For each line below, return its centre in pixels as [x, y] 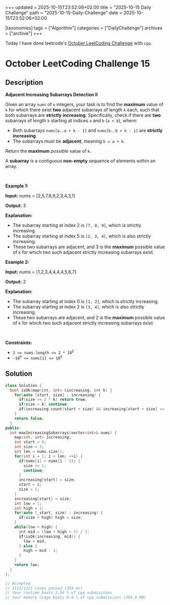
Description [24, 82]
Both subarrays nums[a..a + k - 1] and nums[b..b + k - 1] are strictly [88, 130]
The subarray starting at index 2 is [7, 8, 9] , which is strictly [77, 225]
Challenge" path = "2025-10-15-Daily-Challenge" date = [64, 13]
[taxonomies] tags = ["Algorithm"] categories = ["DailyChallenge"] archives [84, 28]
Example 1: [17, 186]
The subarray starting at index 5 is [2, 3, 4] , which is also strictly [82, 236]
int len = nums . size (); [40, 452]
